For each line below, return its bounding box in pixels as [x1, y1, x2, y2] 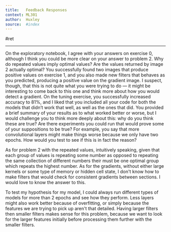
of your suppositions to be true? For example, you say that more [5, 126, 139, 133]
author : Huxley [5, 17, 40, 22]
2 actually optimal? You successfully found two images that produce [5, 67, 149, 73]
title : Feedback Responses [5, 7, 67, 13]
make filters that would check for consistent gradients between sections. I [5, 174, 161, 180]
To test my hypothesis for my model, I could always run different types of [5, 189, 159, 195]
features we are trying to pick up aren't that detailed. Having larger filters [5, 205, 158, 212]
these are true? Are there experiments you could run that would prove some [5, 121, 164, 127]
